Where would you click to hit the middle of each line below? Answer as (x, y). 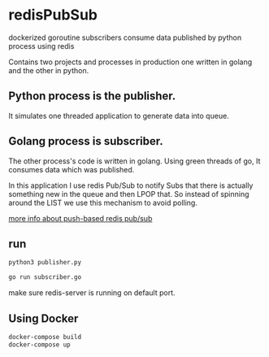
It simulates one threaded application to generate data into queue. (119, 115)
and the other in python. (49, 70)
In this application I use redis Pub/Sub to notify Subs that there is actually (131, 185)
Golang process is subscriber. (86, 141)
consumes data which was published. (72, 169)
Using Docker (43, 318)
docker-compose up (39, 344)
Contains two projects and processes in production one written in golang (130, 62)
